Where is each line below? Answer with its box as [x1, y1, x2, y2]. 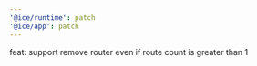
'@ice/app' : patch [9, 22, 79, 31]
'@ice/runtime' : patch [9, 13, 96, 23]
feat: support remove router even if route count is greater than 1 [9, 46, 249, 57]
